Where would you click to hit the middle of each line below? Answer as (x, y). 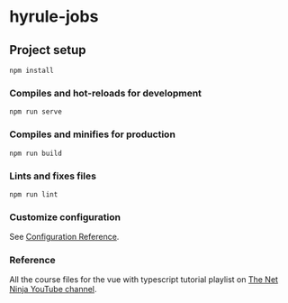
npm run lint (34, 194)
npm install (31, 70)
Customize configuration (65, 216)
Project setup (48, 50)
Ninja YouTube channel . (53, 289)
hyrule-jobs (54, 17)
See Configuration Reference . (64, 237)
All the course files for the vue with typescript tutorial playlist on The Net (144, 280)
